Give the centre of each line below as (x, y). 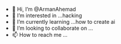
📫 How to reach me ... (40, 35)
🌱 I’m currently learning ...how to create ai (63, 22)
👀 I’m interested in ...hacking (47, 15)
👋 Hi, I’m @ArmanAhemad (44, 9)
